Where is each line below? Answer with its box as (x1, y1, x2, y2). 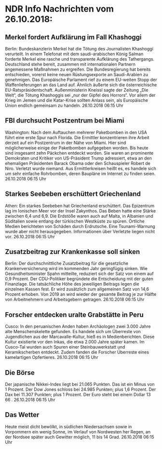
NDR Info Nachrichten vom (5, 3, 114, 15)
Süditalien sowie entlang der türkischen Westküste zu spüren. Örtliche (5, 218, 145, 224)
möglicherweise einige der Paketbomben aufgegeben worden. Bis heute (5, 144, 148, 151)
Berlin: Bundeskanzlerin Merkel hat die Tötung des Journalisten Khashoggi (5, 46, 153, 51)
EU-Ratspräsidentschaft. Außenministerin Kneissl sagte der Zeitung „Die (5, 87, 148, 93)
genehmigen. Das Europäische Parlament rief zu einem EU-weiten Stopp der (5, 77, 157, 82)
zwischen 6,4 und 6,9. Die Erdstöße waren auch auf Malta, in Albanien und (5, 213, 153, 219)
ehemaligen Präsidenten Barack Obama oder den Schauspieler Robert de (5, 160, 150, 166)
